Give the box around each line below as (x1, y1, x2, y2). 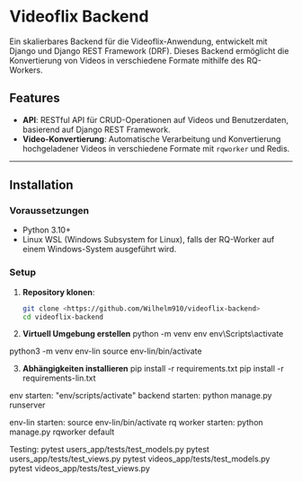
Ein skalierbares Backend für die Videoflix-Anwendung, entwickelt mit (9, 36, 268, 47)
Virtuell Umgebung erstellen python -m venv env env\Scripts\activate (22, 329, 284, 339)
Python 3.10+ (22, 224, 72, 235)
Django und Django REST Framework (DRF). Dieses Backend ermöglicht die (9, 45, 289, 56)
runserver (9, 399, 46, 410)
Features (9, 91, 60, 106)
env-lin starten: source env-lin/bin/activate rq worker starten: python (9, 417, 263, 428)
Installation (9, 178, 74, 193)
